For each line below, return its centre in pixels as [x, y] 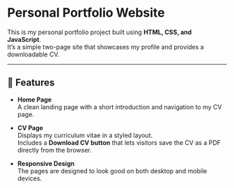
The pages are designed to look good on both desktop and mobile [112, 171]
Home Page [34, 100]
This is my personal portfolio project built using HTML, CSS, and [100, 32]
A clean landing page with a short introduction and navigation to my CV [119, 107]
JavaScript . [24, 39]
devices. [30, 178]
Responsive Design [46, 163]
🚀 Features [31, 83]
